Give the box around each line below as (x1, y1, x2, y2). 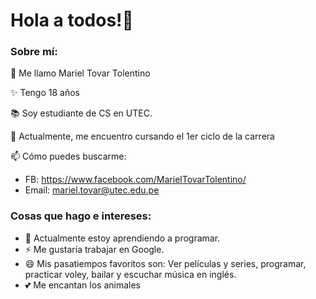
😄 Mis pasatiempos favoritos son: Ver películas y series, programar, (24, 257, 307, 269)
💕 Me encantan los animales (24, 279, 142, 291)
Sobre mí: (10, 45, 58, 59)
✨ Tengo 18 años (10, 87, 80, 99)
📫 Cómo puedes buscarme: (10, 150, 127, 163)
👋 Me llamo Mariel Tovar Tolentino (10, 67, 151, 79)
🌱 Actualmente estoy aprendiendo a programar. (24, 232, 221, 244)
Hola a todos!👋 (10, 9, 134, 32)
